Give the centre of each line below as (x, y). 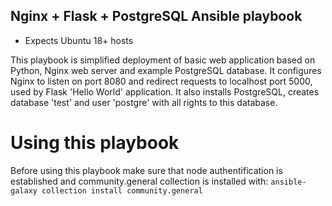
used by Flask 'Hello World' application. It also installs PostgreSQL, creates (165, 91)
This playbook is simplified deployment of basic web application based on (163, 60)
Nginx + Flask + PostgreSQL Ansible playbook (156, 16)
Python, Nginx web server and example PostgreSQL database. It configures (166, 70)
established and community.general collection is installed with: (139, 181)
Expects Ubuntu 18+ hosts (79, 40)
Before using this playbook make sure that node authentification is (146, 170)
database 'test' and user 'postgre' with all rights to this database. (144, 102)
